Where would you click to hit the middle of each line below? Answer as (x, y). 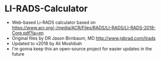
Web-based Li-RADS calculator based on (54, 22)
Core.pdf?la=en (28, 33)
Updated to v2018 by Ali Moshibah (47, 43)
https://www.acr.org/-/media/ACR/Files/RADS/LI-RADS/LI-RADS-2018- (84, 27)
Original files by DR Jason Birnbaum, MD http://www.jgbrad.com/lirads (84, 38)
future (18, 54)
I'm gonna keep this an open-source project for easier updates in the (82, 49)
